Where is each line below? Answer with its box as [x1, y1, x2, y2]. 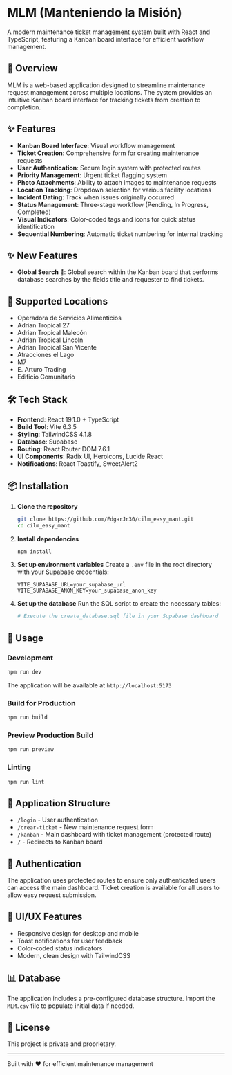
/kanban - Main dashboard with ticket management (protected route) [17, 831, 212, 839]
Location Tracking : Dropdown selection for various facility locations [17, 186, 212, 194]
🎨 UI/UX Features [7, 911, 83, 923]
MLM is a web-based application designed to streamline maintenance [7, 81, 206, 89]
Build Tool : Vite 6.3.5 [17, 423, 77, 431]
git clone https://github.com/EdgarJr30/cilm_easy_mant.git [17, 516, 194, 523]
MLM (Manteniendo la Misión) [7, 5, 182, 21]
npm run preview [7, 746, 54, 753]
